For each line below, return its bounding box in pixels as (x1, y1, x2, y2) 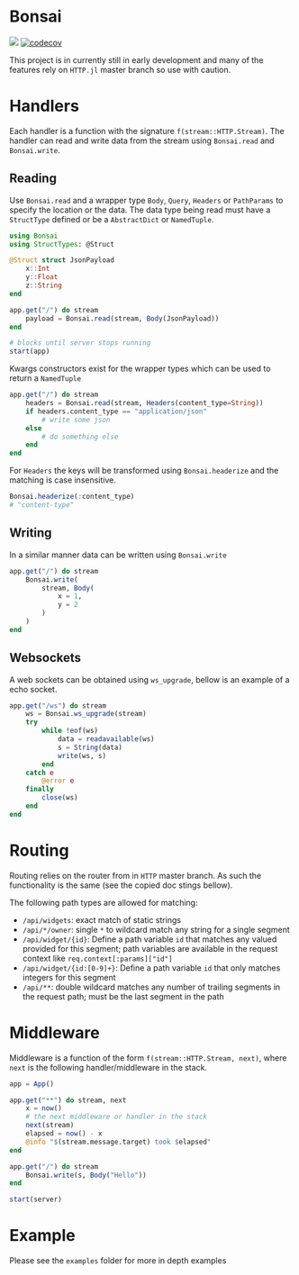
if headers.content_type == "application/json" (25, 407, 207, 416)
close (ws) (41, 793, 78, 802)
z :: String (25, 281, 63, 290)
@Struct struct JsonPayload (9, 256, 115, 265)
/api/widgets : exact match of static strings (22, 914, 182, 925)
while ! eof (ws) (41, 727, 99, 736)
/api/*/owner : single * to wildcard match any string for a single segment (22, 924, 290, 935)
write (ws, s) (57, 751, 106, 760)
